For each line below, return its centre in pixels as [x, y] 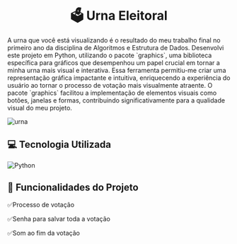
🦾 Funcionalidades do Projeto [73, 188]
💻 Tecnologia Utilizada [59, 145]
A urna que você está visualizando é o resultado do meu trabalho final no [114, 40]
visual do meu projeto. [40, 108]
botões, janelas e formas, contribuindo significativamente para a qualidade [116, 100]
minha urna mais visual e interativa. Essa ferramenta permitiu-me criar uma [117, 70]
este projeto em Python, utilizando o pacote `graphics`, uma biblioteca [110, 55]
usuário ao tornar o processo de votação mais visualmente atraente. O [110, 85]
